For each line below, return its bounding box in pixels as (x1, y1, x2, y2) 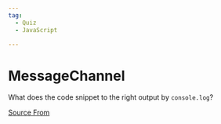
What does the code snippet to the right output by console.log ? (8, 93, 214, 102)
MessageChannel (8, 67, 125, 85)
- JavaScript (15, 26, 58, 34)
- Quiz (15, 19, 37, 27)
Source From (8, 108, 50, 118)
